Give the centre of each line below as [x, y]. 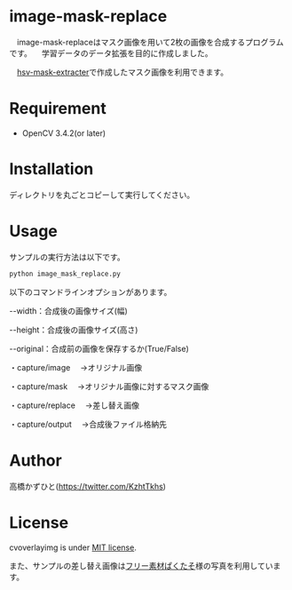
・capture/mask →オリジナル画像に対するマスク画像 [109, 386]
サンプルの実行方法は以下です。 [67, 257]
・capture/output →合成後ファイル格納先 [88, 424]
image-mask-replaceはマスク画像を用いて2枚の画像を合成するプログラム [150, 42]
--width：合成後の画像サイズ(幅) [69, 311]
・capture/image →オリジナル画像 [76, 367]
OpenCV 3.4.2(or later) [64, 133]
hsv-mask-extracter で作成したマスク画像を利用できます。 [123, 72]
